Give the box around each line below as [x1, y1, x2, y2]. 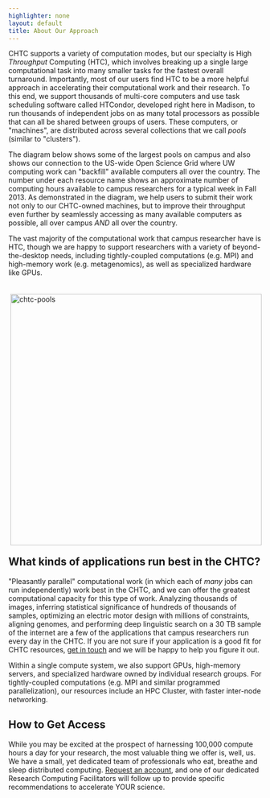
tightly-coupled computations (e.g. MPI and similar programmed [8, 677, 221, 687]
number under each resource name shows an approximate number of [8, 175, 239, 185]
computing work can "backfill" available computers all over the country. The [8, 167, 260, 177]
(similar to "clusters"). [8, 134, 81, 144]
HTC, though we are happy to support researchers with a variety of [8, 242, 231, 252]
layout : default [8, 19, 63, 27]
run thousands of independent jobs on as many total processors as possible [8, 109, 260, 118]
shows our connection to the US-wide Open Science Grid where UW [8, 158, 235, 168]
